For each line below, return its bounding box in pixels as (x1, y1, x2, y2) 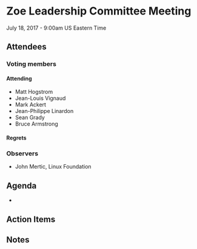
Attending (6, 74, 32, 82)
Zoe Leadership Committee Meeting (6, 4, 192, 18)
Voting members (6, 60, 56, 68)
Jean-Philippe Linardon (15, 108, 74, 115)
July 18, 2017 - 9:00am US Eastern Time (6, 24, 107, 31)
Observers (6, 149, 38, 158)
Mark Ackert (15, 101, 47, 108)
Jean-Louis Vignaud (15, 95, 66, 102)
